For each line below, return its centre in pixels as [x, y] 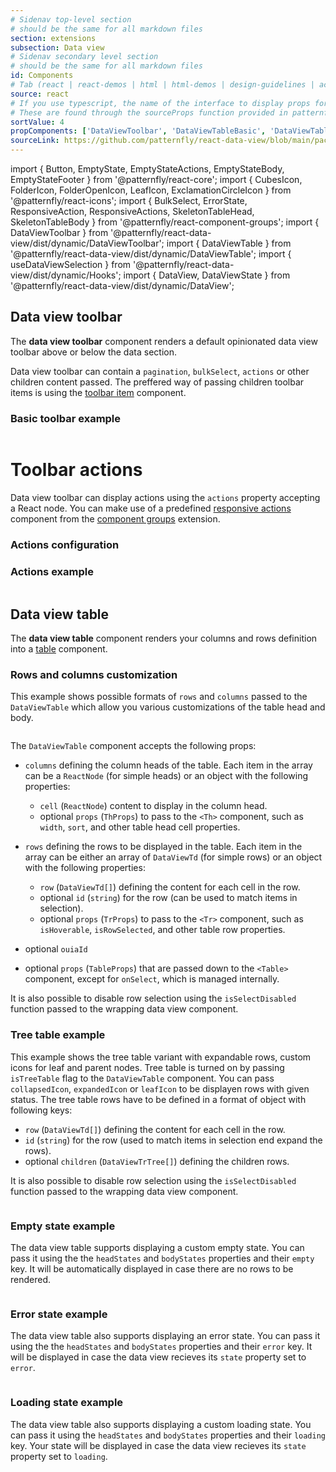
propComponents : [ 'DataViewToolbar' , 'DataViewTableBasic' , [138, 131]
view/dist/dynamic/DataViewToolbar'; [87, 243]
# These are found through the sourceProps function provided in [149, 112]
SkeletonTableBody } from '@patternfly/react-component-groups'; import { [165, 222]
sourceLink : [35, 141]
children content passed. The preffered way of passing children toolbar [157, 382]
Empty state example [63, 1226]
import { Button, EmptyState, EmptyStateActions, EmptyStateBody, [147, 169]
